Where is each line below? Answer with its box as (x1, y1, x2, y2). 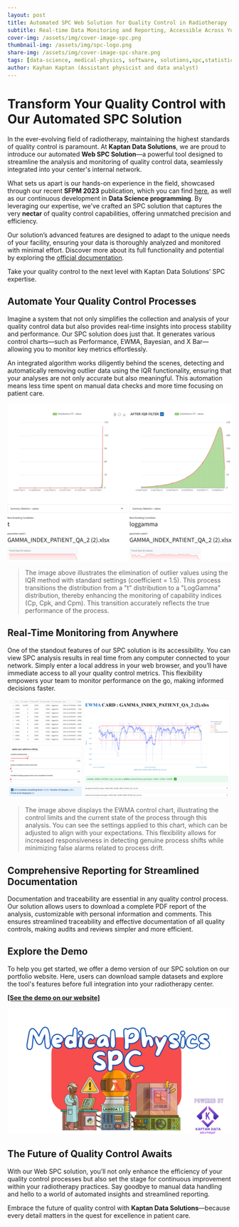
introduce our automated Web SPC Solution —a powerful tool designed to (7, 150, 223, 158)
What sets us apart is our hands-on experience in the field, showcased (7, 178, 215, 187)
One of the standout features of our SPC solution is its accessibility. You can (7, 646, 231, 655)
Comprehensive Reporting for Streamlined (7, 864, 200, 877)
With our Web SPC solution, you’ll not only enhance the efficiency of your (7, 1167, 223, 1176)
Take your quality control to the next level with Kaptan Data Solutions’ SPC (7, 267, 225, 276)
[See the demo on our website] (7, 993, 100, 1002)
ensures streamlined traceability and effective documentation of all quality (7, 917, 225, 926)
